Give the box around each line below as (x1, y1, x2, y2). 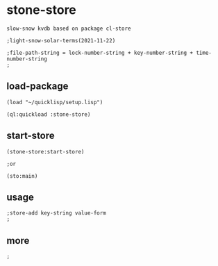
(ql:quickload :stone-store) (6, 110, 91, 118)
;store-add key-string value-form (6, 210, 107, 217)
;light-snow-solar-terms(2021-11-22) (6, 37, 116, 44)
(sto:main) (6, 172, 38, 179)
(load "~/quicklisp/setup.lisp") (6, 99, 103, 106)
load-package (6, 81, 69, 92)
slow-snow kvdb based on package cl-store (6, 25, 131, 32)
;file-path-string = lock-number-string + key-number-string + (6, 49, 194, 56)
